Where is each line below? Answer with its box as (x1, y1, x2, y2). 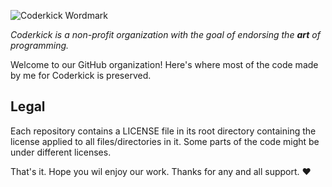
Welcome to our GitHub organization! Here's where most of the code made (10, 59, 319, 70)
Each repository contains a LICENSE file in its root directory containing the (10, 125, 317, 137)
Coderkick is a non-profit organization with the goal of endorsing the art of (10, 29, 321, 40)
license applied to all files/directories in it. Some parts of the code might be (10, 135, 320, 147)
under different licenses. (10, 146, 112, 158)
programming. (10, 40, 70, 51)
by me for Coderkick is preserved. (10, 70, 152, 81)
